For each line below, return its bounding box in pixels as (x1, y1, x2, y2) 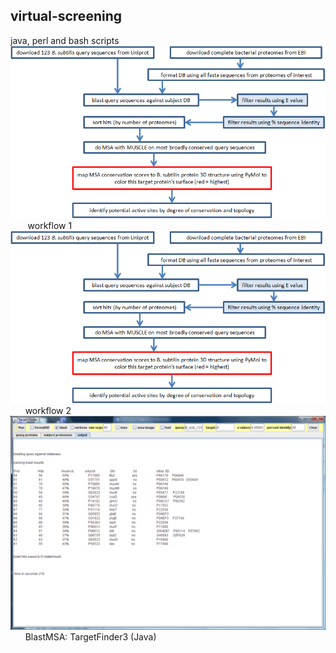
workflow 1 (27, 219, 73, 231)
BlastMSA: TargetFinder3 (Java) (24, 631, 157, 643)
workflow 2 (24, 404, 72, 416)
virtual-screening (10, 8, 122, 25)
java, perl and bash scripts (10, 34, 120, 46)
